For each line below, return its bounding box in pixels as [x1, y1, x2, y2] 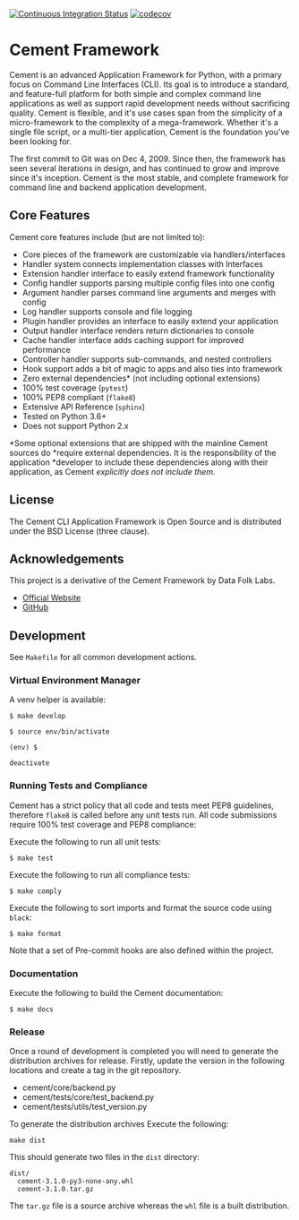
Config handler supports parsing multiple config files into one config [21, 278, 275, 288]
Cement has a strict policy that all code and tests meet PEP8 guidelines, [9, 800, 275, 811]
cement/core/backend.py [21, 1082, 116, 1093]
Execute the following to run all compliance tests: [9, 869, 191, 880]
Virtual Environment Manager [9, 674, 141, 687]
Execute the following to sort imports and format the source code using [9, 902, 272, 913]
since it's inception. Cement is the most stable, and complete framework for [9, 172, 289, 183]
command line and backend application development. [9, 182, 208, 193]
